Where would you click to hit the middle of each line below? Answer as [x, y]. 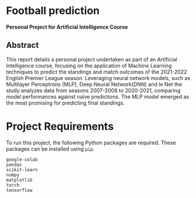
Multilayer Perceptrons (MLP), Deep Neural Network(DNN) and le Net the [94, 84]
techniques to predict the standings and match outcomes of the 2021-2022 [97, 72]
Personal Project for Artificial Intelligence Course [67, 27]
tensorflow [19, 190]
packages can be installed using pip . [50, 149]
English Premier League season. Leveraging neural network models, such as [98, 78]
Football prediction [53, 11]
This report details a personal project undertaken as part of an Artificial [92, 59]
